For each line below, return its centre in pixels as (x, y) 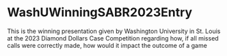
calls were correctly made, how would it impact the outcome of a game (107, 45)
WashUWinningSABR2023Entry (100, 12)
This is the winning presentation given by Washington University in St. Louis (114, 31)
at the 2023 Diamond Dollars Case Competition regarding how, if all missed (113, 38)
